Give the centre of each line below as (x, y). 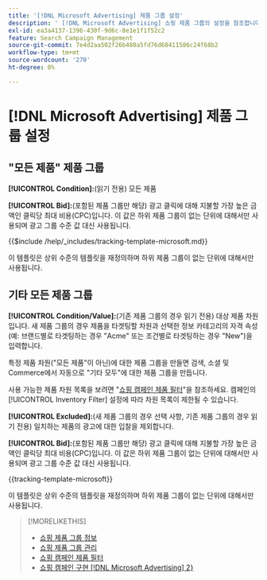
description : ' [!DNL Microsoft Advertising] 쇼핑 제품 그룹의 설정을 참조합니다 (134, 23)
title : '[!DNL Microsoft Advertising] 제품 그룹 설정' (96, 16)
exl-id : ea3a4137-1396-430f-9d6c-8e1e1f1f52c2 (87, 30)
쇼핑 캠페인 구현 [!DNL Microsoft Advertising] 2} (116, 567)
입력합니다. (25, 345)
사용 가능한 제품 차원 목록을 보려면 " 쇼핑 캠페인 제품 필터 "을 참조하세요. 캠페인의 (132, 389)
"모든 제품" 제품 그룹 (56, 168)
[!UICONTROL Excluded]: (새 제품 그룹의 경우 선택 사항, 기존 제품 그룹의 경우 (129, 416)
